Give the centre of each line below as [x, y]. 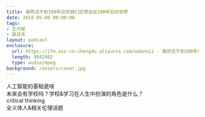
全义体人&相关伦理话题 [35, 108]
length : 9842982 [32, 57]
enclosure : [20, 46]
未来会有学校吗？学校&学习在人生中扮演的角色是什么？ [75, 94]
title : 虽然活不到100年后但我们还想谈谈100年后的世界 [67, 12]
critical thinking [26, 101]
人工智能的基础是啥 [31, 86]
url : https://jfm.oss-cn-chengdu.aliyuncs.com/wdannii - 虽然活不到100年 [105, 52]
